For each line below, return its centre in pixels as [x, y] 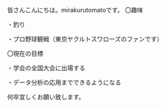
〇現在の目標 [25, 53]
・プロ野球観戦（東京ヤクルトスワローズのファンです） [85, 39]
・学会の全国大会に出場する [46, 68]
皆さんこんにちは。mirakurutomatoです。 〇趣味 [75, 10]
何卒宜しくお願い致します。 [46, 97]
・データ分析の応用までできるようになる [64, 82]
